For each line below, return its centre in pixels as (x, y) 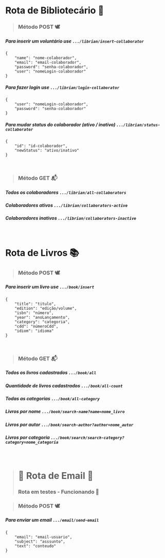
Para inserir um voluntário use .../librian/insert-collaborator (75, 41)
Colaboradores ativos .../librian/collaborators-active (67, 205)
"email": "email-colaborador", (48, 63)
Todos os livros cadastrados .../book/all (51, 373)
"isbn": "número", (34, 313)
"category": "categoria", (42, 322)
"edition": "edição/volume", (46, 308)
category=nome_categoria (32, 442)
